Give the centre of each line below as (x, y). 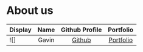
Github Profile (81, 30)
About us (30, 11)
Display (20, 30)
